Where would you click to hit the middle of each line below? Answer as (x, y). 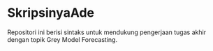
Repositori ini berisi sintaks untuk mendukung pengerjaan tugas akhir (107, 32)
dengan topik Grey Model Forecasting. (62, 39)
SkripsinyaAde (51, 13)
